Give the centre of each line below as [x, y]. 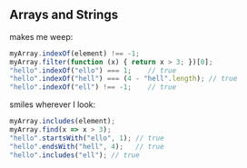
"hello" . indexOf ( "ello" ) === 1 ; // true [93, 70]
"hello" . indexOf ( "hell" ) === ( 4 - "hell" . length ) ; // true [123, 79]
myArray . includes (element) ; [63, 122]
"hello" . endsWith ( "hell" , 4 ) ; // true [87, 146]
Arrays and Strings [64, 15]
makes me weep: [41, 36]
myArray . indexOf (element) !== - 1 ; [75, 54]
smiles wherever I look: [53, 104]
